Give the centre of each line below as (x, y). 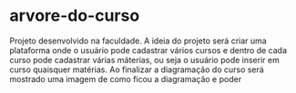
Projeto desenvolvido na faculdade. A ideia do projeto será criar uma (138, 41)
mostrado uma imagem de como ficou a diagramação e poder (126, 79)
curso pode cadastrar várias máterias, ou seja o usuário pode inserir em (144, 60)
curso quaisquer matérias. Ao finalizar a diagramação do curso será (137, 70)
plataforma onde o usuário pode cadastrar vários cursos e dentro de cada (148, 50)
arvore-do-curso (75, 16)
